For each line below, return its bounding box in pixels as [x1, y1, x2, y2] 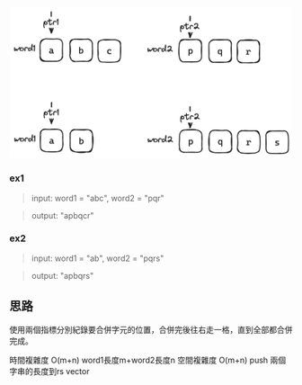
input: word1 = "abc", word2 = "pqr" [31, 192, 164, 203]
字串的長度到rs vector [9, 365, 90, 376]
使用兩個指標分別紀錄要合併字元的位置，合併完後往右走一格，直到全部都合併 [9, 324, 293, 335]
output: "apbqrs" [31, 270, 94, 281]
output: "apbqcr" [31, 210, 94, 220]
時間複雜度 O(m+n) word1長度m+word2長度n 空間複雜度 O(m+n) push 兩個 [9, 354, 287, 365]
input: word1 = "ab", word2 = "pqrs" [31, 253, 164, 264]
